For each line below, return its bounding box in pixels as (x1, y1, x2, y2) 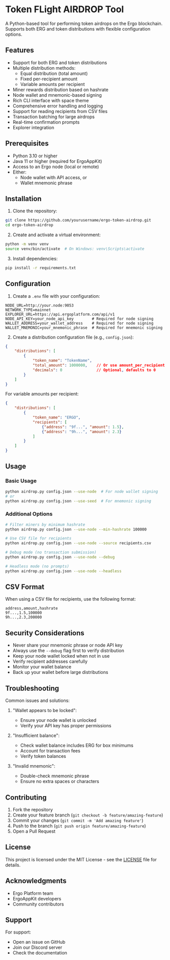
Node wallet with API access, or (20, 174, 88, 180)
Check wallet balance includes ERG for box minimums (20, 742, 134, 749)
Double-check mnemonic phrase (20, 773, 90, 779)
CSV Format (5, 583, 45, 591)
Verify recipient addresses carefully (12, 658, 88, 665)
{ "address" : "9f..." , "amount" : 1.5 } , (41, 424, 124, 430)
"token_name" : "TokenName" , (32, 358, 93, 363)
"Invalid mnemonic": (12, 763, 55, 769)
